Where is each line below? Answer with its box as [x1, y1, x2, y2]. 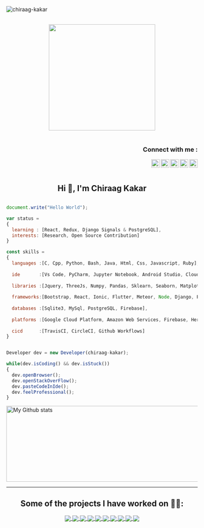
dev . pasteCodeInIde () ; [12, 383, 69, 390]
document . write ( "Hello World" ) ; [6, 205, 88, 211]
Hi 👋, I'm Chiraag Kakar [57, 183, 147, 194]
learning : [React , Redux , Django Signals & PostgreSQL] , [12, 226, 162, 233]
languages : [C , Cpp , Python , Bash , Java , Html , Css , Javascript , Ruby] [12, 260, 197, 266]
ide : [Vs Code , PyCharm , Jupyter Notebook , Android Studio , [12, 271, 183, 277]
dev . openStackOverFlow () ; [12, 377, 78, 384]
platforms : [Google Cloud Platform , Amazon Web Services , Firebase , [12, 316, 189, 323]
